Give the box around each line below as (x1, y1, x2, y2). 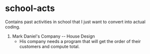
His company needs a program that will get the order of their (19, 38, 141, 44)
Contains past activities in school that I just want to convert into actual (5, 19, 146, 25)
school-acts (5, 3, 55, 14)
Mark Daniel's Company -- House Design (12, 33, 95, 39)
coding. (5, 24, 20, 29)
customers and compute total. (19, 43, 80, 49)
